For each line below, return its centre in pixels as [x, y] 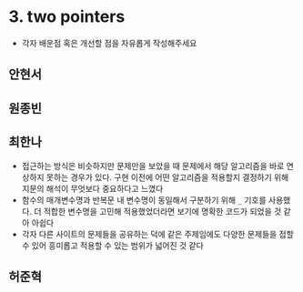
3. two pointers [67, 17]
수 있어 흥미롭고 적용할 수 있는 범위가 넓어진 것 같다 [112, 245]
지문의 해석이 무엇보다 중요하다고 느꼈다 [92, 188]
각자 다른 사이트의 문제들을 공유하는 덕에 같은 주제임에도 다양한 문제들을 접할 [158, 234]
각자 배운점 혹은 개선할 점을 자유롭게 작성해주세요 [109, 43]
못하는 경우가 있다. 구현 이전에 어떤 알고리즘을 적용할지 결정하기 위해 [167, 177]
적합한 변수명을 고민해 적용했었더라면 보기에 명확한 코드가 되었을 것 [162, 211]
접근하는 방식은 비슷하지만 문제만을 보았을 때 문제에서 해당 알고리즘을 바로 [153, 166]
